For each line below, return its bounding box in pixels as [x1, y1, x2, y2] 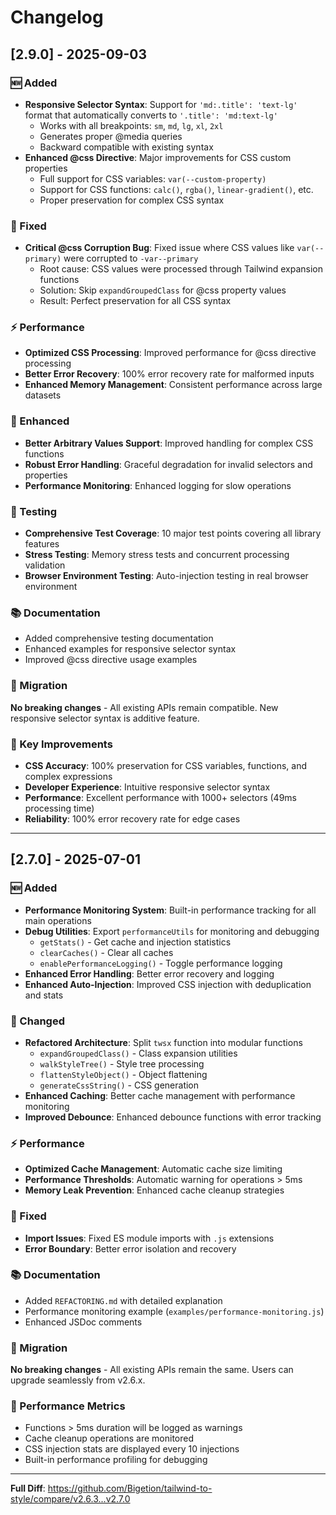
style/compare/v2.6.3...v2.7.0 [10, 1493, 131, 1505]
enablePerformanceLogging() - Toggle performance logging [39, 957, 283, 969]
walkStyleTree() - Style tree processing [39, 1057, 205, 1070]
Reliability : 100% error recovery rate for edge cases [24, 812, 241, 825]
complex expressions [24, 770, 113, 782]
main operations [24, 914, 92, 926]
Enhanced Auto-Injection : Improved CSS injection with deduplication [24, 978, 312, 990]
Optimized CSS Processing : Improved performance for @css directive [24, 347, 317, 359]
